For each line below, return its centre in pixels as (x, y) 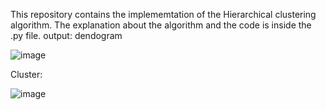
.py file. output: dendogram (66, 35)
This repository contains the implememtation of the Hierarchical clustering (163, 14)
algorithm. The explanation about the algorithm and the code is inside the (161, 25)
